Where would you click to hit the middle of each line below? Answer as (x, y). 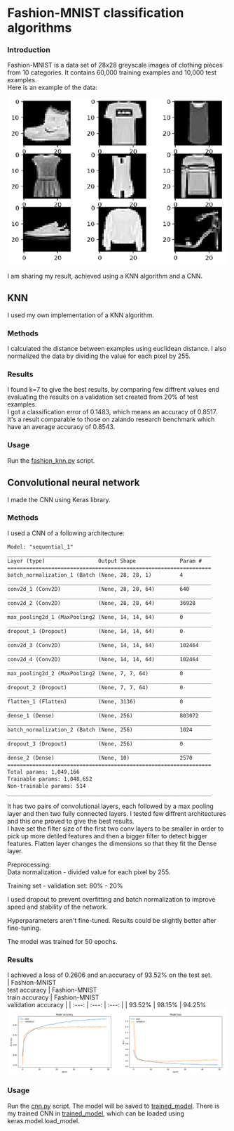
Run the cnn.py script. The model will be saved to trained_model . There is (113, 1106)
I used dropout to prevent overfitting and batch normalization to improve (111, 899)
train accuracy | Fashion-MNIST (53, 997)
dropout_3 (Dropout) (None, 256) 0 (95, 743)
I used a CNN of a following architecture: (66, 533)
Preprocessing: (29, 864)
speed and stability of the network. (58, 907)
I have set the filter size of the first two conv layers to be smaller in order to (116, 829)
